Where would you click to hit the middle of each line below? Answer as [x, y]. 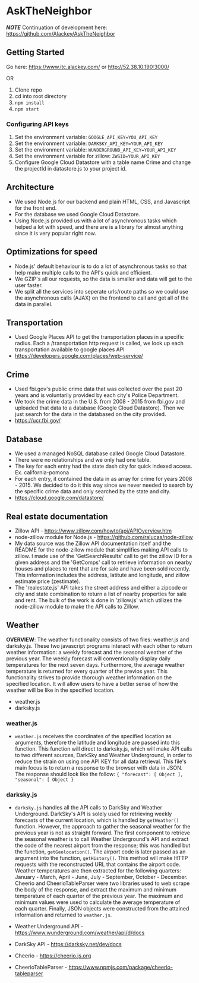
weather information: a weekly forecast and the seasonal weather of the [94, 652]
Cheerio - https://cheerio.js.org [53, 956]
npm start [27, 109]
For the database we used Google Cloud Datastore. [78, 214]
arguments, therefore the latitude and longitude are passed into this [97, 743]
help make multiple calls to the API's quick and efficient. [83, 272]
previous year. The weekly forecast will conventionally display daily [89, 659]
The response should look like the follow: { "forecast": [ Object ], [99, 774]
